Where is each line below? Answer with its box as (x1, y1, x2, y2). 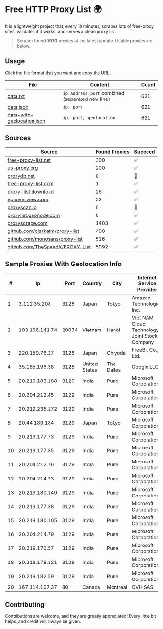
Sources (5, 134, 31, 142)
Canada (82, 584, 100, 591)
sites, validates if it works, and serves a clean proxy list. (5, 28, 116, 34)
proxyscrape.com (7, 219, 48, 226)
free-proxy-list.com (7, 180, 54, 187)
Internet (137, 274, 157, 281)
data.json (7, 103, 29, 110)
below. (16, 43, 31, 49)
